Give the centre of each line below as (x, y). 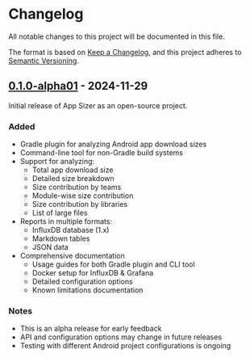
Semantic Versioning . (44, 61)
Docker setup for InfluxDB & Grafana (93, 273)
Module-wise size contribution (83, 196)
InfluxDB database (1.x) (71, 230)
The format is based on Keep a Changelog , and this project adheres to (125, 52)
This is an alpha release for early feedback (91, 329)
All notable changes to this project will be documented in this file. (117, 36)
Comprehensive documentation (72, 256)
